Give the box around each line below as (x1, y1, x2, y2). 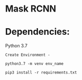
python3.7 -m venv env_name (5, 61, 64, 66)
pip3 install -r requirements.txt (5, 70, 77, 75)
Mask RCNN (5, 3, 56, 15)
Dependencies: (5, 26, 70, 38)
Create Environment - (5, 52, 50, 58)
